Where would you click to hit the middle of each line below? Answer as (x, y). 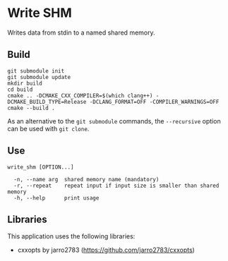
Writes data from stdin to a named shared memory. (81, 32)
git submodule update (39, 77)
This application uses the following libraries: (71, 236)
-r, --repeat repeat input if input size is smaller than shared (116, 186)
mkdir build (25, 83)
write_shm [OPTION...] (41, 167)
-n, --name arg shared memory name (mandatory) (86, 179)
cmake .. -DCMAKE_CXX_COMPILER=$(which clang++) (80, 96)
